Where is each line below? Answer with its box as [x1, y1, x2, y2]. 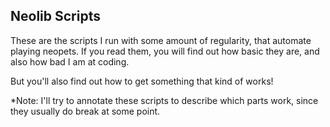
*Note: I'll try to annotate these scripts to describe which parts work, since [10, 94, 319, 106]
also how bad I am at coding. [10, 55, 130, 68]
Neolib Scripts [10, 8, 101, 25]
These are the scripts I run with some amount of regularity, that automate [10, 34, 312, 46]
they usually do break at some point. [10, 105, 161, 117]
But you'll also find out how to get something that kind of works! [10, 75, 274, 87]
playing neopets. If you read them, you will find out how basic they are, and [10, 45, 320, 57]
